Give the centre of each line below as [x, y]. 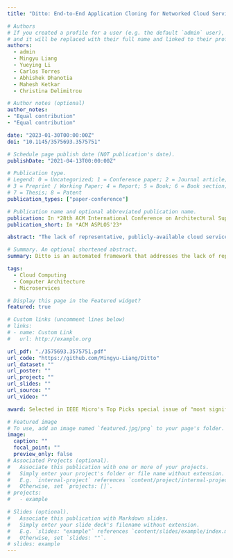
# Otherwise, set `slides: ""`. [57, 538]
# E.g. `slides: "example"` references [68, 531]
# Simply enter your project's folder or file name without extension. [116, 473]
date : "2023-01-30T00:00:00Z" [51, 135]
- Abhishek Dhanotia [43, 78]
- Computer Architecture [49, 281]
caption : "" [31, 441]
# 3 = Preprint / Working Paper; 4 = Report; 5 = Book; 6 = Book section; [118, 186]
